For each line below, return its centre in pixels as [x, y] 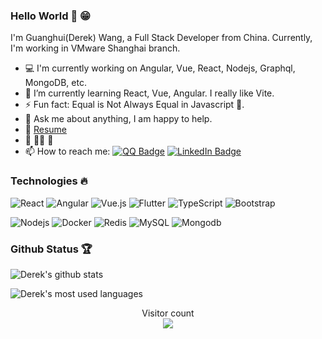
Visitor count [168, 313]
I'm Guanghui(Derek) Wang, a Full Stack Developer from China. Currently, [161, 38]
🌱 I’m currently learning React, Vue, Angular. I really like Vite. [149, 93]
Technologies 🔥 [49, 181]
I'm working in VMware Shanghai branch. [95, 48]
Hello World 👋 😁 [51, 16]
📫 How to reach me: [67, 151]
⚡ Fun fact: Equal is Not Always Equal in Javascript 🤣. [134, 105]
